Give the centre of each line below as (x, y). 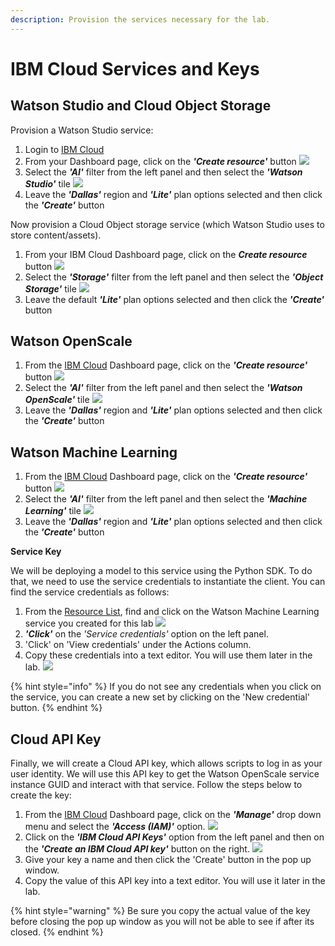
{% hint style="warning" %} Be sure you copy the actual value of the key (160, 911)
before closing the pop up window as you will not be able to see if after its (162, 922)
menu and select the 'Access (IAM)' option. (115, 827)
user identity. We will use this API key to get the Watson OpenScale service (165, 774)
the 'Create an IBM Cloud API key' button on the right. (137, 849)
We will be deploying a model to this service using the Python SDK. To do (161, 571)
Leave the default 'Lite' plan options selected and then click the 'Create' (174, 299)
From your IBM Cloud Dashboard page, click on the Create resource (166, 254)
